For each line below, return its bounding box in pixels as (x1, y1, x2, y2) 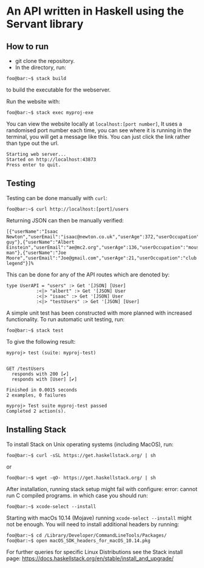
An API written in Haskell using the (6, 4, 184, 18)
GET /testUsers (6, 366, 45, 372)
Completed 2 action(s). (6, 408, 67, 414)
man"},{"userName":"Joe (6, 250, 67, 256)
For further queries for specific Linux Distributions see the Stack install (6, 548, 183, 555)
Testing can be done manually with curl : (6, 194, 107, 201)
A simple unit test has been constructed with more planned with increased (6, 309, 192, 316)
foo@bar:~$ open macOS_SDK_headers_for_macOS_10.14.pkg (6, 538, 151, 544)
